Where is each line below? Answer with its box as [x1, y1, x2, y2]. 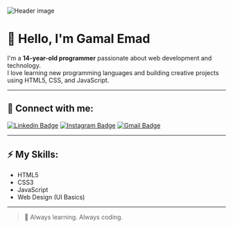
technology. [7, 61, 42, 70]
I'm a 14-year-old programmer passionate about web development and [7, 54, 212, 62]
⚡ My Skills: [7, 149, 59, 161]
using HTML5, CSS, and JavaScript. [7, 76, 110, 84]
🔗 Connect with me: [7, 103, 94, 115]
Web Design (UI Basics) [17, 193, 85, 201]
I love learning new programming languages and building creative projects [7, 68, 220, 76]
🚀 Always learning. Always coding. [24, 213, 123, 221]
